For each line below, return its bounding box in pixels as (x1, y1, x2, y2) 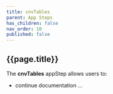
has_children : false (6, 20, 59, 26)
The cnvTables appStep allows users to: (6, 70, 108, 77)
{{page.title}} (6, 54, 59, 64)
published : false (6, 32, 50, 38)
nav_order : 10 (6, 25, 43, 32)
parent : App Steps (6, 15, 53, 21)
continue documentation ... (15, 81, 83, 89)
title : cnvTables (6, 8, 50, 15)
